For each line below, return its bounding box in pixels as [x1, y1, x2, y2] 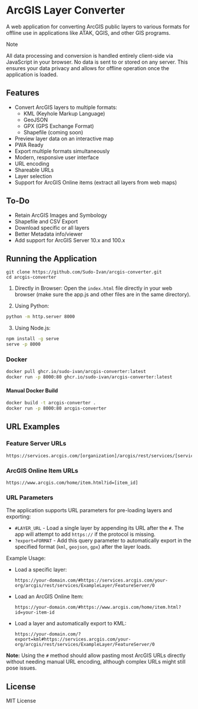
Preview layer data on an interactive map [14, 135, 114, 142]
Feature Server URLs [6, 440, 67, 448]
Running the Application [6, 253, 97, 263]
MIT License [6, 697, 37, 704]
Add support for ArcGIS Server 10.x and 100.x [14, 236, 126, 243]
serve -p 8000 [6, 341, 41, 348]
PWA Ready [14, 141, 44, 148]
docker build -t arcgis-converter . [6, 400, 96, 406]
